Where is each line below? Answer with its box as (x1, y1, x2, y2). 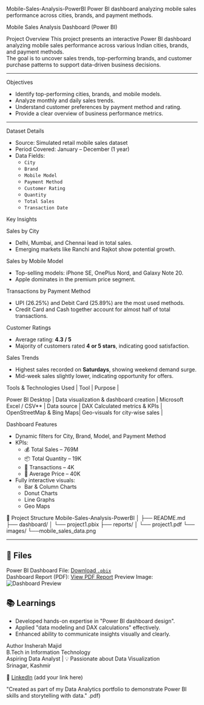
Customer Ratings (6, 324, 52, 331)
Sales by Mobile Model (6, 258, 64, 264)
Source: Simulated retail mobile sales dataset (15, 139, 128, 146)
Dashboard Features (6, 421, 58, 428)
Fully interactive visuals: (15, 477, 76, 483)
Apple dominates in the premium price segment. (15, 276, 136, 282)
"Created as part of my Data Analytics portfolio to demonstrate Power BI (6, 685, 187, 693)
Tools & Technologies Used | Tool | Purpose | (6, 384, 120, 391)
